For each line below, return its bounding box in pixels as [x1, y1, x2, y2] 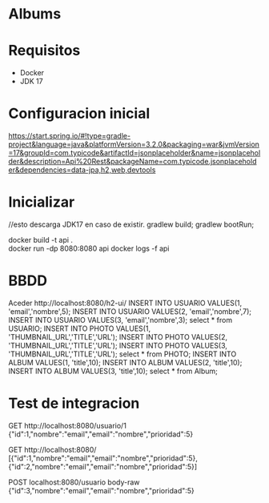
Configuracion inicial [8, 105, 151, 123]
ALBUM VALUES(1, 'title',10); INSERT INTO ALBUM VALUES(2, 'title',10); [8, 357, 243, 367]
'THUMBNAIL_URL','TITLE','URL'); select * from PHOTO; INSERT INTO [8, 349, 237, 359]
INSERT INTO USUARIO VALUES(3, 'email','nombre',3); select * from [8, 315, 233, 324]
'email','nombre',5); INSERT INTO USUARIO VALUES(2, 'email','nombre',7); [8, 306, 252, 316]
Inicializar [8, 193, 75, 211]
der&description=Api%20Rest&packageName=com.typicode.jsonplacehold [8, 157, 257, 167]
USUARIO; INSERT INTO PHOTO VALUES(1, [8, 324, 151, 333]
